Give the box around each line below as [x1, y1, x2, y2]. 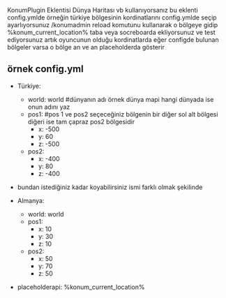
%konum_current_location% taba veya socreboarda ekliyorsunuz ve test [7, 28, 216, 36]
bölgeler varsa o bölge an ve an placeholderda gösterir [7, 43, 165, 51]
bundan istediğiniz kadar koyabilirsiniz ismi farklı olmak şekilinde [17, 183, 203, 191]
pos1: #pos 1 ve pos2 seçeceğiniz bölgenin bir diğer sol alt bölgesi [27, 110, 218, 118]
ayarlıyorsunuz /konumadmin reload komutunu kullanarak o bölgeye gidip [7, 21, 218, 29]
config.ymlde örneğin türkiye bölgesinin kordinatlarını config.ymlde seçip [7, 13, 218, 22]
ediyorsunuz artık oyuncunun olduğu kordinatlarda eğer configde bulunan [7, 36, 219, 44]
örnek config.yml [7, 63, 84, 75]
